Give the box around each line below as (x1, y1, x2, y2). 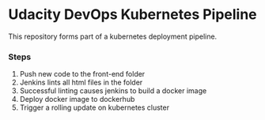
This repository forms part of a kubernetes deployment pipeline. (8, 32, 218, 41)
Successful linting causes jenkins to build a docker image (19, 86, 207, 96)
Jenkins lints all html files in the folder (19, 77, 143, 88)
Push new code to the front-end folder (19, 69, 146, 79)
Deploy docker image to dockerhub (19, 95, 135, 104)
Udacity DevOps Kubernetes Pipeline (8, 6, 257, 24)
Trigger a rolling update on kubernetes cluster (19, 103, 170, 112)
